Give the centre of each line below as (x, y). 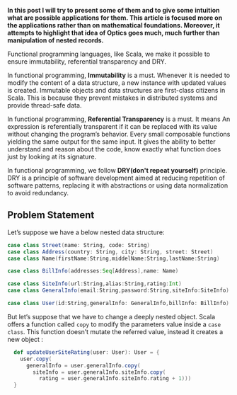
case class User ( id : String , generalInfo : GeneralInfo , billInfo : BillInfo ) (118, 304)
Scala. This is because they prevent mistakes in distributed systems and (112, 98)
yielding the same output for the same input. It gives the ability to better (111, 142)
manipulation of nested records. (56, 40)
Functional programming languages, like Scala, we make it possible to (109, 54)
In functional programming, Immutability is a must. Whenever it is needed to (119, 75)
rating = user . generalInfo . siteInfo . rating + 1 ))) (115, 379)
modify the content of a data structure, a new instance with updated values (117, 83)
